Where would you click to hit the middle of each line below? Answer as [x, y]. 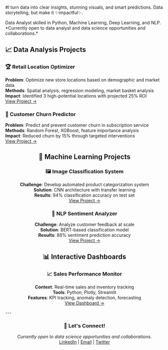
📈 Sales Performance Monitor [85, 274]
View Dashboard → [85, 303]
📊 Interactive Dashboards [85, 257]
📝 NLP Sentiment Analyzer [85, 213]
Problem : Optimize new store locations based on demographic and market [82, 79]
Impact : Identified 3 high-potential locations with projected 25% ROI [76, 96]
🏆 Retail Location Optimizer [40, 67]
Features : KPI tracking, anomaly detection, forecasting [85, 297]
